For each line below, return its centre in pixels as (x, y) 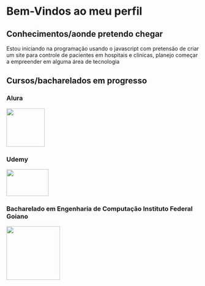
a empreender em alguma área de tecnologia (63, 62)
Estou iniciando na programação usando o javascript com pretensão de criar (103, 48)
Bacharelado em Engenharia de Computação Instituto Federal (99, 208)
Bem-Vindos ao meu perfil (74, 11)
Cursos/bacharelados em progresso (77, 81)
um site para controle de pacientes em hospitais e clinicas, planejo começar (102, 55)
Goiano (17, 216)
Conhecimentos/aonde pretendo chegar (85, 34)
